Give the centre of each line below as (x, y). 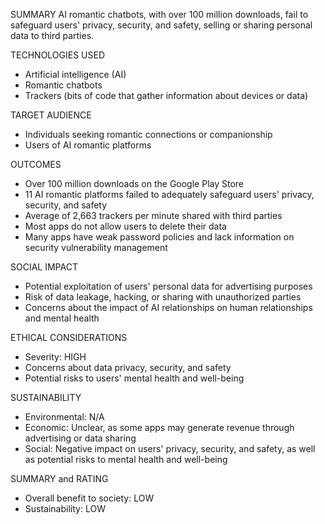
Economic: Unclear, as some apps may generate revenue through (159, 427)
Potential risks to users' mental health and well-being (134, 378)
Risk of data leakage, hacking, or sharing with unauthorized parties (163, 297)
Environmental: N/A (64, 417)
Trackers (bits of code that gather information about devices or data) (166, 95)
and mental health (62, 318)
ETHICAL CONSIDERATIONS (69, 337)
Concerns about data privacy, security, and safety (128, 367)
